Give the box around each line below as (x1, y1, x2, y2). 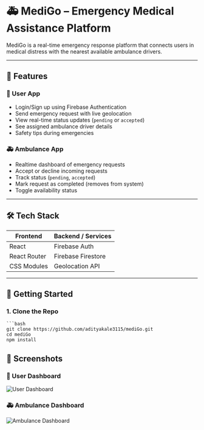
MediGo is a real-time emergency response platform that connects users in (6, 41, 194, 49)
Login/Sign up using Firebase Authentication (15, 103, 126, 111)
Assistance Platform (6, 21, 111, 35)
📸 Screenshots (6, 353, 63, 364)
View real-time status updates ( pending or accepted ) (15, 116, 144, 123)
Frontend (15, 232, 42, 240)
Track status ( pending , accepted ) (15, 173, 96, 181)
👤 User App (6, 89, 41, 98)
